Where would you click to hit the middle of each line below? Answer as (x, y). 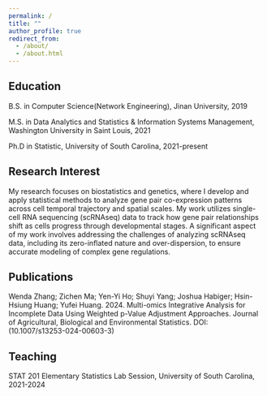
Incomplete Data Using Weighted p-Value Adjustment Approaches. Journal (133, 314)
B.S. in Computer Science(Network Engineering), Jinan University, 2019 (128, 105)
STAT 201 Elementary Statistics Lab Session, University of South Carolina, (132, 376)
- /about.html (39, 54)
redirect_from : (34, 39)
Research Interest (54, 172)
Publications (41, 277)
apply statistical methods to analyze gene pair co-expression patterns (125, 200)
